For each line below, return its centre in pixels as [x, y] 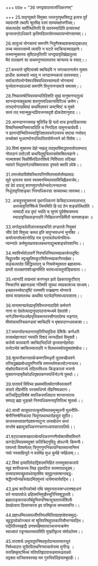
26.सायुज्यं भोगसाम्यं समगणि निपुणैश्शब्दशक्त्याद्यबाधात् [46, 43]
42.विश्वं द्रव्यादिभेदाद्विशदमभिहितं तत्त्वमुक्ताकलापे [42, 463]
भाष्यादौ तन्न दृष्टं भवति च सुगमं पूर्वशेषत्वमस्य [45, 212]
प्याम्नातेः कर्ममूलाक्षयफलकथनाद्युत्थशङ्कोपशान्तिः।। [45, 243]
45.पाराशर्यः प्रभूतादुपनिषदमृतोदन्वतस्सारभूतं [38, 541]
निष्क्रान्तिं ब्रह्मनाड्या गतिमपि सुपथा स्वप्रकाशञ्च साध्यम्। [48, 285]
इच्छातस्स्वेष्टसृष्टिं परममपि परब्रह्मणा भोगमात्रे [39, 290]
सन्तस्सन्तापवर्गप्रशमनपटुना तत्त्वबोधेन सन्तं [37, 421]
